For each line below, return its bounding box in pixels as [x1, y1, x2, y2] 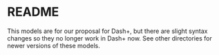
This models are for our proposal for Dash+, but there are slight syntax [7, 27, 208, 35]
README [7, 4, 59, 20]
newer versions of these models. [7, 41, 100, 49]
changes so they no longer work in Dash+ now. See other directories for [7, 34, 212, 42]
